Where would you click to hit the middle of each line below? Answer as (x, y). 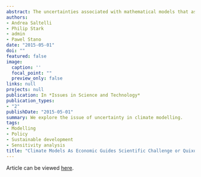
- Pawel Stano (24, 39)
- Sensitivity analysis (36, 145)
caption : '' (27, 67)
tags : (13, 123)
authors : (17, 17)
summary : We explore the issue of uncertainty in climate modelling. (95, 117)
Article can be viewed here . (40, 167)
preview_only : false (37, 78)
